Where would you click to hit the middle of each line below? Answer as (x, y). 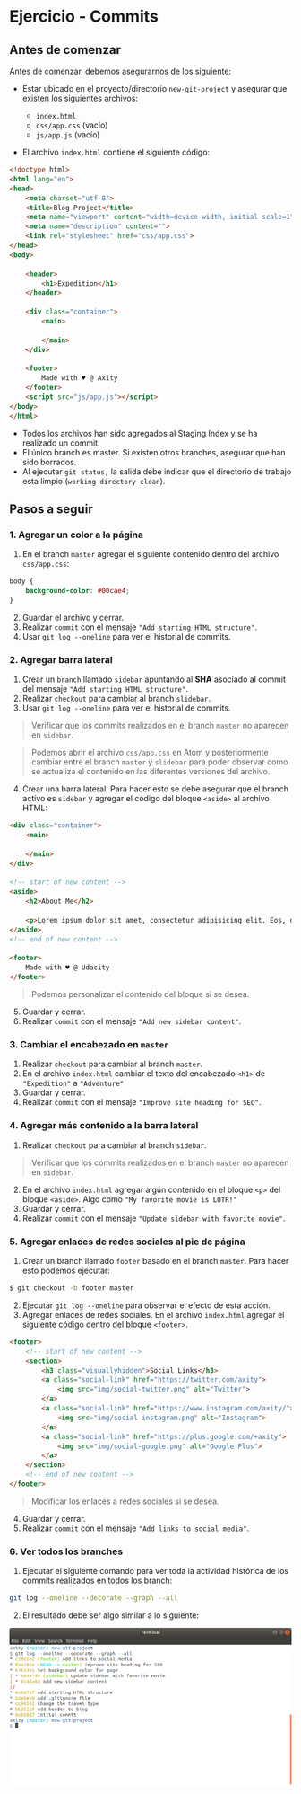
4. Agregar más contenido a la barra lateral (104, 1126)
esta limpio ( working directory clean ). (94, 481)
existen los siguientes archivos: (80, 98)
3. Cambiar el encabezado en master (89, 1045)
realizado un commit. (61, 443)
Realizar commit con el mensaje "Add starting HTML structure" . (140, 627)
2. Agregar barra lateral (61, 659)
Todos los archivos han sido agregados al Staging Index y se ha (140, 433)
